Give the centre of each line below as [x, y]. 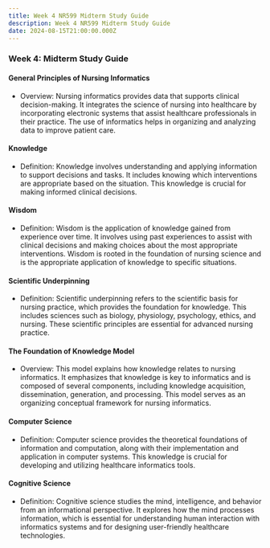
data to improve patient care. [68, 130]
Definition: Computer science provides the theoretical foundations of [133, 440]
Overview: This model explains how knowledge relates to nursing [128, 369]
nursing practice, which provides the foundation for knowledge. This [133, 307]
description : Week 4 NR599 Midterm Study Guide [90, 23]
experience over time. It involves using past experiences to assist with [136, 236]
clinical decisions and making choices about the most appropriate [129, 245]
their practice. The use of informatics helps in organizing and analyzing [138, 121]
